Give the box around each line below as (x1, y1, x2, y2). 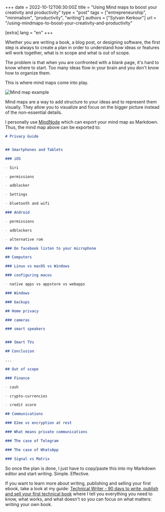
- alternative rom (5, 237, 43, 242)
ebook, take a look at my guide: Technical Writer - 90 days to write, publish (5, 485, 159, 491)
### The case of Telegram (5, 438, 58, 443)
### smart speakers (5, 326, 46, 332)
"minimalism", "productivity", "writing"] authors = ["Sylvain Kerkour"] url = (5, 15, 157, 20)
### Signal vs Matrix (5, 456, 50, 461)
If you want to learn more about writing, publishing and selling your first (5, 480, 151, 486)
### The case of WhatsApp (5, 447, 58, 452)
